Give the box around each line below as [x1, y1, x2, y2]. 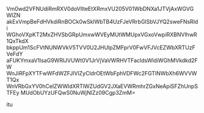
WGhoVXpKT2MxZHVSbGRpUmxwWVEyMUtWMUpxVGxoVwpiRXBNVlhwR [6, 31, 197, 38]
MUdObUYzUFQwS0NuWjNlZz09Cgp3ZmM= [20, 89, 136, 96]
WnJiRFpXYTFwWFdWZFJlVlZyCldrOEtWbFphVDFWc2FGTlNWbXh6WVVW [6, 70, 197, 77]
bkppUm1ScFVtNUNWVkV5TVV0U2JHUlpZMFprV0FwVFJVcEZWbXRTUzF [6, 44, 195, 51]
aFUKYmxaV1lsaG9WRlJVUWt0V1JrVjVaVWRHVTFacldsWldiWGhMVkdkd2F [6, 57, 199, 64]
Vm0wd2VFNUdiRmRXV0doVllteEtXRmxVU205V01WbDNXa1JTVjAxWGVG [6, 5, 194, 12]
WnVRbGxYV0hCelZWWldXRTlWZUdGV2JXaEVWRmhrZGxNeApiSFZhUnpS [6, 83, 199, 90]
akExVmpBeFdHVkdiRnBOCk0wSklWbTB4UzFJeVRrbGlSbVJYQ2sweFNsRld [6, 18, 199, 25]
